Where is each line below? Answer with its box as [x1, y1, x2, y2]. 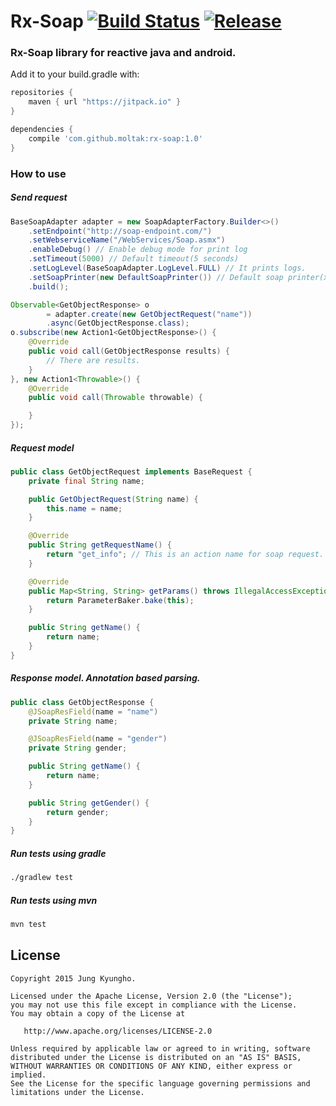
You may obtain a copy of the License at [10, 1008, 186, 1019]
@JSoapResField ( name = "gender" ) [28, 734, 168, 744]
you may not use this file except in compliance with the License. [10, 1000, 298, 1010]
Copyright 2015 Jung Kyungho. [10, 973, 137, 984]
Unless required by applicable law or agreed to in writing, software [10, 1043, 311, 1054]
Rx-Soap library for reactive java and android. [10, 46, 237, 60]
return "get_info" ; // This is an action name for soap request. [46, 550, 325, 560]
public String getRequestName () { [28, 540, 172, 550]
